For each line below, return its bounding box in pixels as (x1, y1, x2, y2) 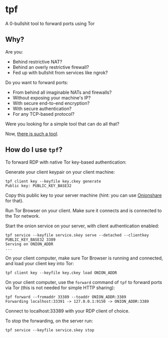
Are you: (5, 48, 23, 55)
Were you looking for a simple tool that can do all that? (5, 121, 120, 127)
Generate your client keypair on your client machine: (5, 169, 116, 175)
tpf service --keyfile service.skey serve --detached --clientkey (5, 232, 149, 238)
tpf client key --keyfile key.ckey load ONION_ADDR (5, 270, 117, 275)
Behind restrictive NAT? (12, 59, 63, 65)
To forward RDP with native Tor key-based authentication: (5, 159, 127, 165)
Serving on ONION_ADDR (5, 241, 53, 247)
